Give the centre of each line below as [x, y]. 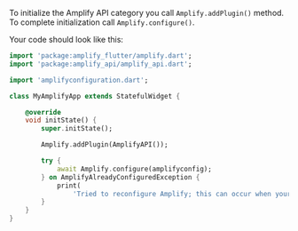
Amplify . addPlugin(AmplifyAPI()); [105, 145]
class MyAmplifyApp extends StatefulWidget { [94, 96]
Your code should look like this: [67, 40]
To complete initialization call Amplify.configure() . [102, 22]
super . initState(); [77, 129]
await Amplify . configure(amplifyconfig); [134, 169]
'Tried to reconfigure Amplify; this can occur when [172, 194]
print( [69, 186]
